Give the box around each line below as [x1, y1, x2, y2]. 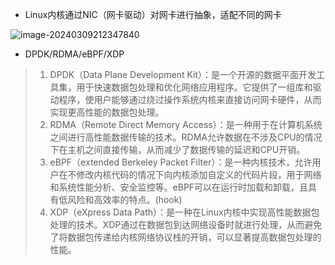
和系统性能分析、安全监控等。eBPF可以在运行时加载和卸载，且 [49, 181, 309, 193]
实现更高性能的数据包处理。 [49, 106, 165, 118]
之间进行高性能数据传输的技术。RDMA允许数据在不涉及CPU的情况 [49, 131, 323, 143]
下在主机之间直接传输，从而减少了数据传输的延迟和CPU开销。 [49, 144, 306, 155]
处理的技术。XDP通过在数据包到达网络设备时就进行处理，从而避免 [49, 219, 323, 230]
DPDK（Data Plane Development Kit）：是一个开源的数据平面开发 [49, 69, 317, 80]
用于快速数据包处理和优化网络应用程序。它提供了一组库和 [76, 81, 313, 93]
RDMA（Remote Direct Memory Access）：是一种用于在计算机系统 [49, 119, 323, 130]
